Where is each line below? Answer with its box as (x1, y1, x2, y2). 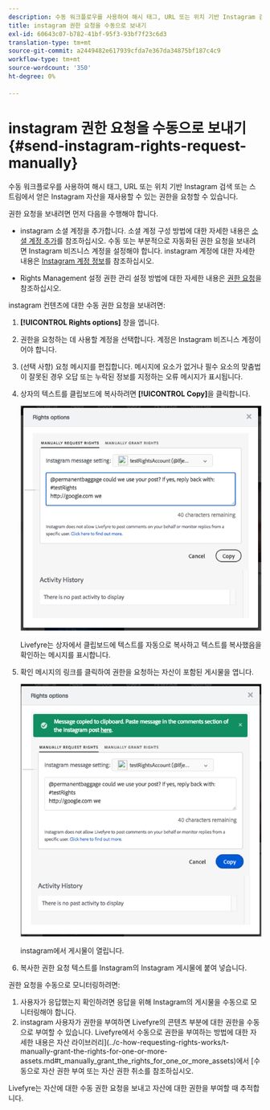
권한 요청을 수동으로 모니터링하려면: (8, 980, 121, 990)
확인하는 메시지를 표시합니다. (19, 650, 111, 659)
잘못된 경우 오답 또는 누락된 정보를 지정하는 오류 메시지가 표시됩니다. (28, 371, 243, 382)
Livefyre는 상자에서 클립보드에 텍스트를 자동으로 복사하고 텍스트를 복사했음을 (19, 640, 262, 650)
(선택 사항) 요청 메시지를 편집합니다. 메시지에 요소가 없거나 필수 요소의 (19, 361, 239, 371)
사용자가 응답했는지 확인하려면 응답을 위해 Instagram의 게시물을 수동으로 (19, 997, 249, 1007)
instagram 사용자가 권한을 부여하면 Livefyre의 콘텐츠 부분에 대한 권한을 (19, 1017, 245, 1027)
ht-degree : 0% (8, 72, 56, 80)
